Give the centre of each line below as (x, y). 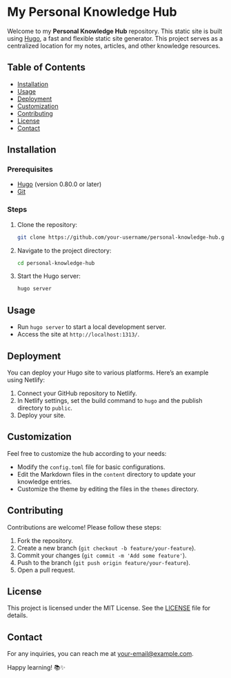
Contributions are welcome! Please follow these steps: (84, 527)
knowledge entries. (44, 481)
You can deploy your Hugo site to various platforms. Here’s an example (108, 372)
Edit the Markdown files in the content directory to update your (106, 474)
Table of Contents (47, 67)
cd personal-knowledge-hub (56, 263)
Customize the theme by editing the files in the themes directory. (108, 489)
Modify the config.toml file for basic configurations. (91, 467)
